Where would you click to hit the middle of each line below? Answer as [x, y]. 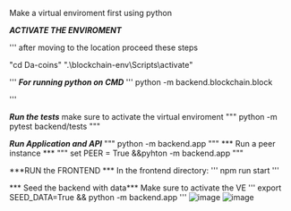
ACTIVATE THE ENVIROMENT [66, 30]
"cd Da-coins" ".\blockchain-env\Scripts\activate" [101, 65]
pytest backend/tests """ [55, 126]
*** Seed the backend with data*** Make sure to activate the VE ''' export [145, 188]
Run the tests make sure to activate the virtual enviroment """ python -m [143, 117]
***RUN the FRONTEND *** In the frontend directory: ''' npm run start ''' [144, 170]
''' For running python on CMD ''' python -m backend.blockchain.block [141, 82]
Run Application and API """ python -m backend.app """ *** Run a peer [142, 143]
